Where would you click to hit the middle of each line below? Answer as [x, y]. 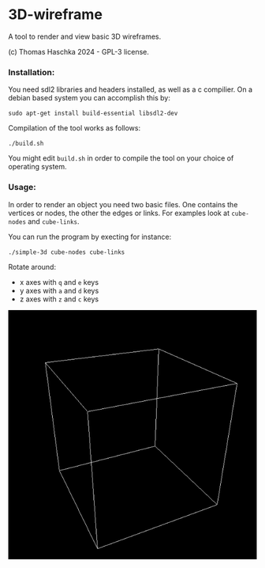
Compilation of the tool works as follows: [74, 128]
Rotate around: [32, 267]
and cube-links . [54, 221]
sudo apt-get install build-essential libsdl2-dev [93, 114]
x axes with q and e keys [59, 282]
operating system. [37, 167]
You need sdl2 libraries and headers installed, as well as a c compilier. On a [131, 89]
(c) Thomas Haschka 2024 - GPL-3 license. [79, 51]
